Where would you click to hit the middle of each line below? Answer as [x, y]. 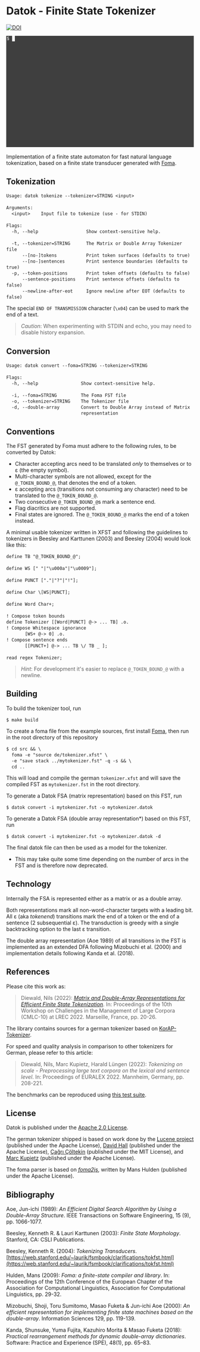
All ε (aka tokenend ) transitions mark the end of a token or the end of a [93, 916]
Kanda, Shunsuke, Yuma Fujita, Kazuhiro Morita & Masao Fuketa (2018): [94, 1330]
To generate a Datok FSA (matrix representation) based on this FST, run [94, 796]
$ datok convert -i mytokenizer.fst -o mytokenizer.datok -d [84, 836]
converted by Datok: [31, 452]
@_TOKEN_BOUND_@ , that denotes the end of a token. [76, 483]
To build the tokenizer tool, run [44, 708]
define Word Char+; [30, 605]
